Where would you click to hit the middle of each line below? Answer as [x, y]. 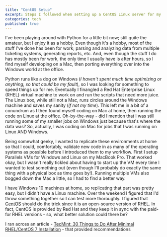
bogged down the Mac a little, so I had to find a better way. [65, 178]
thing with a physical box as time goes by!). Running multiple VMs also [77, 173]
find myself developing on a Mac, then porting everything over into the [78, 64]
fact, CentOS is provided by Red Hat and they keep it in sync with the [76, 209]
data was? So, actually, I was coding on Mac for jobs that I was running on [81, 127]
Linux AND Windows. [27, 132]
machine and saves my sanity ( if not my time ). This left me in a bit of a [77, 105]
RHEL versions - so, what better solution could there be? [70, 215]
